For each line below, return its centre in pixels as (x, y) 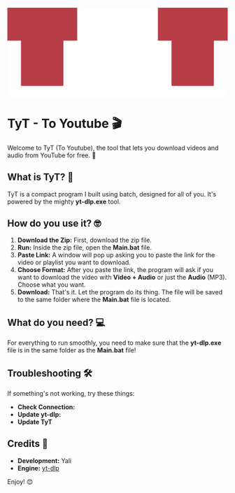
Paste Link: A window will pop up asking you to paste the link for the (116, 255)
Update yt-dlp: (39, 414)
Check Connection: (46, 407)
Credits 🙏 (28, 444)
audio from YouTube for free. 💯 (52, 155)
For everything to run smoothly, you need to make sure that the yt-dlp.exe (114, 343)
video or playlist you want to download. (74, 262)
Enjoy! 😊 (20, 481)
